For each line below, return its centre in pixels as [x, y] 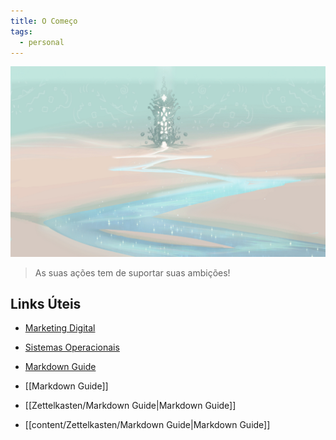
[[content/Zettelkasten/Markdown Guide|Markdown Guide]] [147, 425]
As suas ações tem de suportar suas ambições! [132, 272]
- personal [42, 42]
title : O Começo [44, 21]
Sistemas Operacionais [72, 347]
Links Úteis [46, 303]
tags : [21, 31]
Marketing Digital [60, 328]
